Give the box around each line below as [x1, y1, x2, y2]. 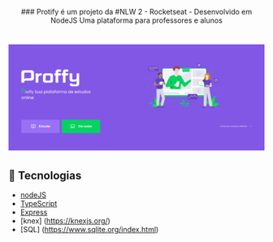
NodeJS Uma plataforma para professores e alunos [50, 15, 223, 25]
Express [19, 207, 48, 218]
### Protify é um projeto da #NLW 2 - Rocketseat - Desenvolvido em [20, 7, 253, 16]
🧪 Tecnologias [8, 168, 82, 182]
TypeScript [19, 199, 58, 209]
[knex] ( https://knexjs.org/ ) [19, 216, 111, 226]
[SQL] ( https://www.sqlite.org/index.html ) [19, 225, 159, 235]
